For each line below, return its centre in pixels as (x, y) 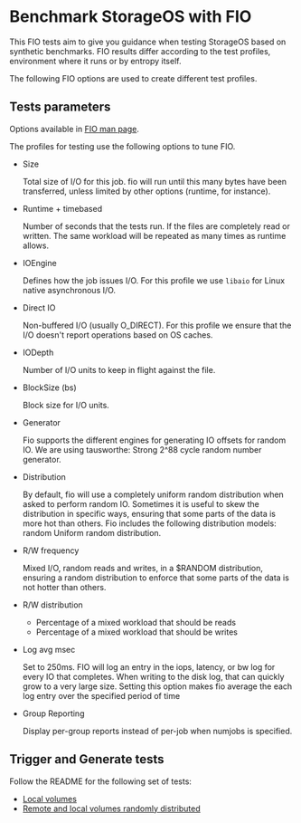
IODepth (38, 352)
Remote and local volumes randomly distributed (111, 809)
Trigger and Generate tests (87, 759)
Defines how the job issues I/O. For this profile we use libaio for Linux (154, 280)
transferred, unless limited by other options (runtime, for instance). (146, 191)
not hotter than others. (64, 587)
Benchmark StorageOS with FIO (131, 17)
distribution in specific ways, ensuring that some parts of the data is (149, 513)
